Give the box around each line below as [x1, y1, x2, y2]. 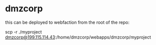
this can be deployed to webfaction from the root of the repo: [5, 19, 130, 25]
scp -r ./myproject [5, 29, 42, 35]
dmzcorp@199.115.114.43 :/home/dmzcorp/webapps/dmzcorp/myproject [5, 34, 152, 40]
